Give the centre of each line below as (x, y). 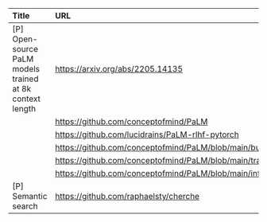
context (27, 99)
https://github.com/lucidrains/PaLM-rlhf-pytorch (147, 134)
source (25, 49)
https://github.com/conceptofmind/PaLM (132, 121)
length (24, 109)
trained (25, 79)
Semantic (30, 196)
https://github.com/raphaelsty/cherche (128, 196)
